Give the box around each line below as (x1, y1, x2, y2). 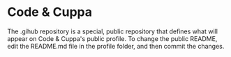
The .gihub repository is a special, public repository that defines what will (7, 27, 218, 35)
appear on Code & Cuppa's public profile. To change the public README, (7, 34, 218, 42)
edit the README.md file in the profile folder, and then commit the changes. (7, 42, 225, 50)
